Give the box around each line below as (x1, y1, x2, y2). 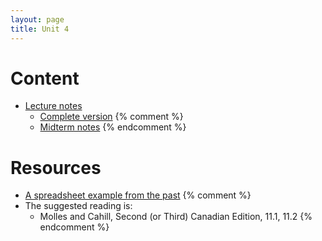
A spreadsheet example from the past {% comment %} (24, 189, 252, 201)
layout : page (10, 14, 65, 25)
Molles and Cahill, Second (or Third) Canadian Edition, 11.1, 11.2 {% (39, 211, 313, 223)
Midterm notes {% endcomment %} (39, 121, 187, 133)
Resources (10, 156, 102, 179)
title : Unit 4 (10, 24, 70, 34)
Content (10, 67, 80, 90)
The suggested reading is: (24, 200, 133, 212)
